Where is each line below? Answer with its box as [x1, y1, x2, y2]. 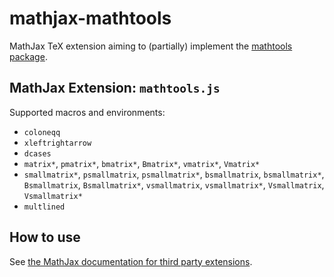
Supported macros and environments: [9, 106, 166, 118]
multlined [23, 202, 66, 212]
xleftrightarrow [23, 138, 92, 148]
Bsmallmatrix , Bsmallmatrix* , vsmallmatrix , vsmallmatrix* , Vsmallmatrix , [23, 178, 325, 191]
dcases [23, 148, 52, 159]
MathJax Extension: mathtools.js [9, 80, 221, 97]
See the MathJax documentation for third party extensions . [9, 255, 253, 267]
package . [9, 50, 48, 62]
